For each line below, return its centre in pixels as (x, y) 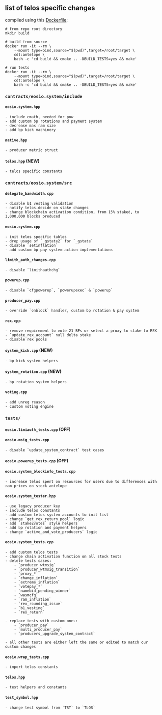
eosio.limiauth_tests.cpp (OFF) (38, 429)
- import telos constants (31, 667)
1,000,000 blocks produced (33, 216)
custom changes (21, 647)
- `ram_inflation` (33, 600)
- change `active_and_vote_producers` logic (51, 532)
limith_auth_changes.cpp (30, 260)
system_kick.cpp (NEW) (29, 350)
